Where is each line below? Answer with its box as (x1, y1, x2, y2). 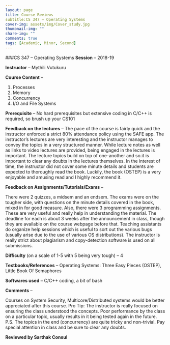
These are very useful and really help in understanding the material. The (5, 210, 157, 216)
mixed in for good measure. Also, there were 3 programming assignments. (5, 205, 161, 211)
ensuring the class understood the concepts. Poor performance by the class (5, 308, 165, 314)
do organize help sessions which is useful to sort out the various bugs (5, 226, 152, 232)
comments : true (5, 36, 38, 41)
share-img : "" (5, 31, 36, 36)
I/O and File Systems (12, 100, 56, 106)
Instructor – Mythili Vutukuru (5, 64, 66, 70)
